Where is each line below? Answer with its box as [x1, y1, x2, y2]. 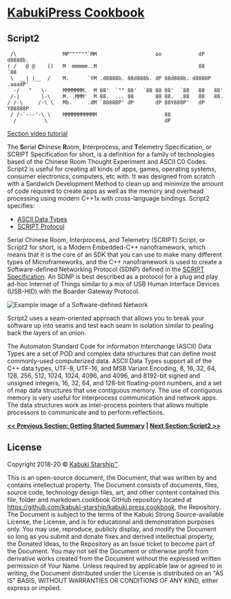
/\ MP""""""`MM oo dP [10, 50, 205, 57]
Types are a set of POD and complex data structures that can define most [7, 349, 217, 358]
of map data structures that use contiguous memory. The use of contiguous [7, 386, 223, 394]
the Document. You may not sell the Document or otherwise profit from [7, 546, 209, 555]
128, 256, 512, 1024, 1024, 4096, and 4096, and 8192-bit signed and [7, 371, 201, 380]
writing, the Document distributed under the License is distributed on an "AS [7, 569, 224, 577]
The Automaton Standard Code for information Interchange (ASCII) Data [7, 342, 212, 350]
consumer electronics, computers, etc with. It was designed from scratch [7, 172, 215, 181]
